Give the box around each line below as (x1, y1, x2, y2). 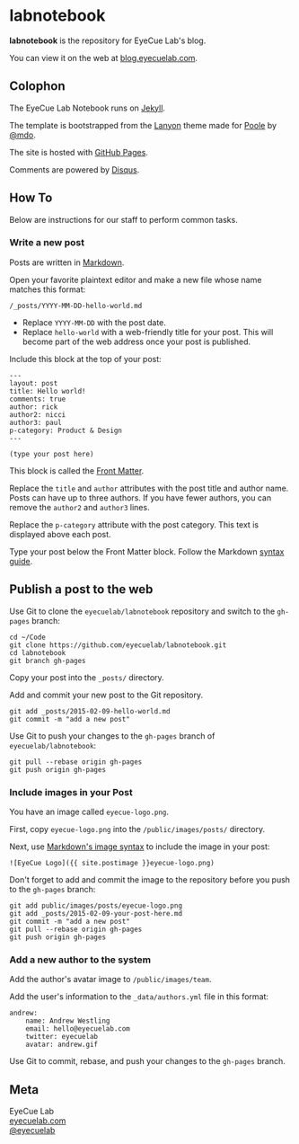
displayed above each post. (9, 528, 111, 539)
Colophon (9, 78, 66, 94)
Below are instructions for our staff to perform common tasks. (9, 214, 238, 225)
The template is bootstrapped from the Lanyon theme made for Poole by (9, 120, 277, 130)
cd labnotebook (9, 648, 66, 657)
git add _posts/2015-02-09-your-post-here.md (9, 909, 182, 918)
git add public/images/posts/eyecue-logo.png (9, 900, 182, 910)
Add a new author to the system (9, 953, 151, 966)
